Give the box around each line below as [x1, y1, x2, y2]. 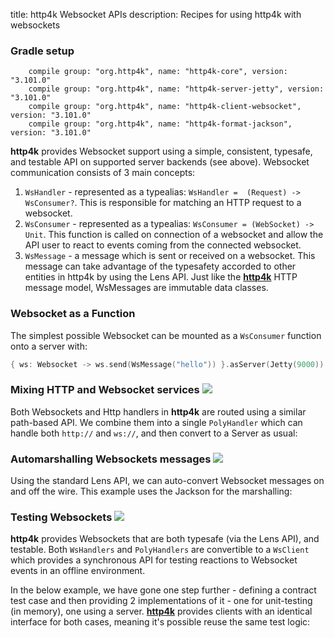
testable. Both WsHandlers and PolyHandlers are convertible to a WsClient [10, 544, 310, 556]
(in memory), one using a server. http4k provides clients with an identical [10, 605, 313, 618]
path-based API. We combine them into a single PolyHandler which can [10, 416, 303, 428]
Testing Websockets [10, 510, 113, 524]
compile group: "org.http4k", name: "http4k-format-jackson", [28, 119, 293, 129]
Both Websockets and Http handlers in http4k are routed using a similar [10, 405, 307, 418]
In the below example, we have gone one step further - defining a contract [10, 584, 317, 596]
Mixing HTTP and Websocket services [10, 383, 200, 397]
